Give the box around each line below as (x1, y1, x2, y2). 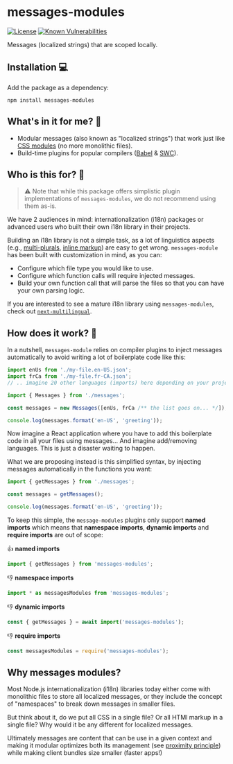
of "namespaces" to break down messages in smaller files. (7, 700, 175, 708)
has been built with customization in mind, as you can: (7, 251, 162, 259)
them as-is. (24, 202, 57, 210)
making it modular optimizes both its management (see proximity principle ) (7, 741, 221, 749)
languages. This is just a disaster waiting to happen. (7, 444, 155, 453)
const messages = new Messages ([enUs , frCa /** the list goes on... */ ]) (7, 404, 225, 411)
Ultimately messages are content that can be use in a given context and (7, 734, 212, 743)
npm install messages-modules (7, 96, 95, 104)
